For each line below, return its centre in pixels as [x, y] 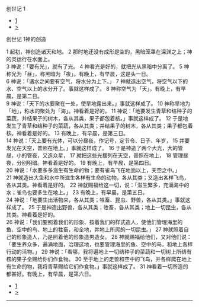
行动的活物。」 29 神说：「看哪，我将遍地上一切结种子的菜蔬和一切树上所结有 [99, 252]
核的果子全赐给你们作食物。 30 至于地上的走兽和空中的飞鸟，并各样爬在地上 [99, 259]
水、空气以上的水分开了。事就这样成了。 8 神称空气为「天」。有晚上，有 [94, 89]
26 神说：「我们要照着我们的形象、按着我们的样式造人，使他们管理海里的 [94, 222]
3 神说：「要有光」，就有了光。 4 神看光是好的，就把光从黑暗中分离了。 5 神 [98, 66]
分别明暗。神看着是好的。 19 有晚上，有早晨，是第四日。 [86, 163]
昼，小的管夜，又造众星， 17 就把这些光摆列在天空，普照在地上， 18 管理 [95, 155]
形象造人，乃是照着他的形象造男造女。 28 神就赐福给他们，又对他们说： [104, 237]
